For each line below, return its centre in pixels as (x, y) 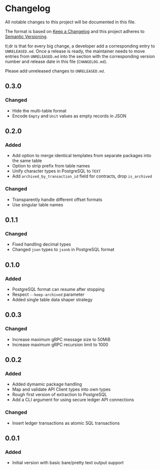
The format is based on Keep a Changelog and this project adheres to (75, 31)
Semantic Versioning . (26, 36)
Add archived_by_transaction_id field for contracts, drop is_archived (82, 176)
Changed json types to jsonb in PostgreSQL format (63, 250)
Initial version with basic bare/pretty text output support (68, 463)
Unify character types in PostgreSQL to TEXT (56, 171)
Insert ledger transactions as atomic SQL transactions (66, 423)
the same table (27, 161)
